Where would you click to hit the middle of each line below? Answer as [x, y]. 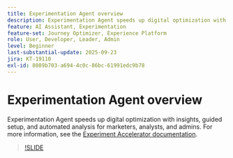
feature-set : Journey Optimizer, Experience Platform [87, 33]
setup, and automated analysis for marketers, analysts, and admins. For [110, 127]
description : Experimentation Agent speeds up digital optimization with [117, 20]
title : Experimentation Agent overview [65, 14]
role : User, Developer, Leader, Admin [63, 40]
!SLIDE [34, 148]
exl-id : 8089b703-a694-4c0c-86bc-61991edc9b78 [76, 65]
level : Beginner [31, 46]
